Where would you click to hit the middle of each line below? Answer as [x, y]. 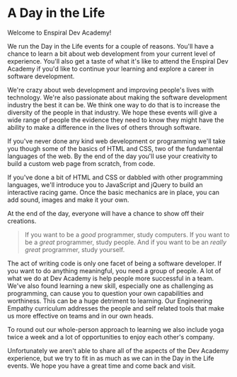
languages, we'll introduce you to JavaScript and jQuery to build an [105, 184]
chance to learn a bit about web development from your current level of [111, 54]
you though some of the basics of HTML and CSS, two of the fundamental [115, 148]
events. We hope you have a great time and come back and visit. [102, 366]
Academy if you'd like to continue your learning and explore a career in [111, 68]
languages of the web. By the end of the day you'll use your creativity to [112, 156]
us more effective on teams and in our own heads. [80, 316]
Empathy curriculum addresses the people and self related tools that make [116, 308]
